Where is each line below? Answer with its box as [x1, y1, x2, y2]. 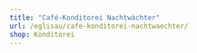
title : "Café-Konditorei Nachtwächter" [9, 13, 161, 22]
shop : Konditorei [9, 30, 75, 39]
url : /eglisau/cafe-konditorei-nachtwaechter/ [9, 22, 189, 31]
